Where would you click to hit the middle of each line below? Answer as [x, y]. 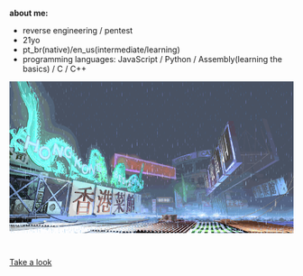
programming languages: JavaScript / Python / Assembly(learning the [152, 59]
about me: [29, 13]
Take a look [31, 262]
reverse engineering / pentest [78, 30]
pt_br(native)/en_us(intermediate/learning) [101, 50]
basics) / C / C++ [55, 69]
